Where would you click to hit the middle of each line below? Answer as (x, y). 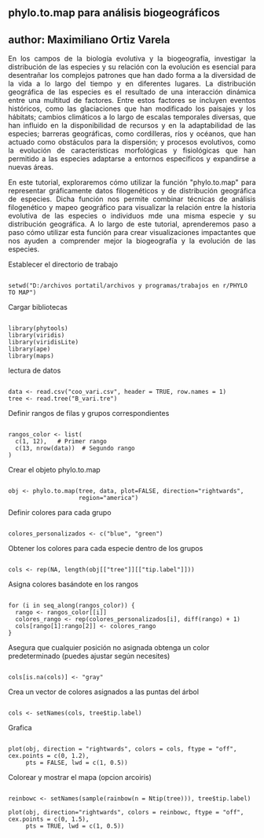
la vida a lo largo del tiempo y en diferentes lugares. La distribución (132, 84)
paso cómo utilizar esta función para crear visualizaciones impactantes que (132, 233)
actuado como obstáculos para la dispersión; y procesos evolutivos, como (132, 142)
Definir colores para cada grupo (60, 513)
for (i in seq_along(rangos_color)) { (71, 606)
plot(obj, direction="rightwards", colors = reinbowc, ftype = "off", (126, 813)
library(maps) (31, 356)
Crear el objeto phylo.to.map (54, 470)
